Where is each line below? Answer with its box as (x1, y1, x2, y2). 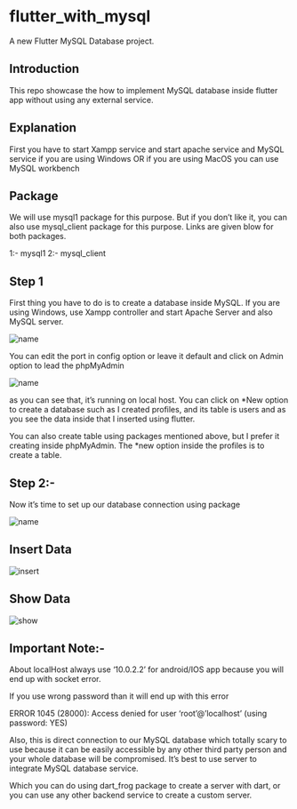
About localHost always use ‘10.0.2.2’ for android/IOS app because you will (9, 664, 285, 675)
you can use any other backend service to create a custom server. (9, 789, 253, 801)
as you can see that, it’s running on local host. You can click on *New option (9, 395, 289, 405)
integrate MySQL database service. (9, 763, 140, 774)
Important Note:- (9, 641, 105, 656)
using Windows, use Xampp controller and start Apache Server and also (9, 307, 273, 317)
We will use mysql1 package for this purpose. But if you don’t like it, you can (9, 212, 287, 223)
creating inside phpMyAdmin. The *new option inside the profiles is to (9, 440, 265, 451)
